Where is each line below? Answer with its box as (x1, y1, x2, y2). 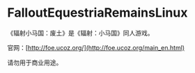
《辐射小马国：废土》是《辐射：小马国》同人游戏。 (7, 29, 154, 37)
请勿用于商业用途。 (7, 58, 63, 67)
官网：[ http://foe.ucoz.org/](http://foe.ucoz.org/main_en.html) (7, 43, 185, 51)
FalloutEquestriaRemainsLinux (7, 5, 188, 21)
